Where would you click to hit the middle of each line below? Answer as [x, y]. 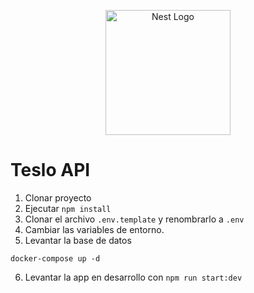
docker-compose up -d [55, 258]
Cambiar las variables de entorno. [94, 229]
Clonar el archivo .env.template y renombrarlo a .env [134, 219]
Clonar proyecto [58, 197]
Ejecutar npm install [68, 208]
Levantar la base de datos [78, 240]
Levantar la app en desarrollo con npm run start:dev [133, 277]
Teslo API [50, 170]
